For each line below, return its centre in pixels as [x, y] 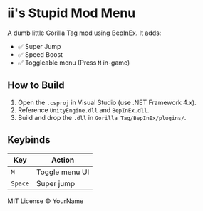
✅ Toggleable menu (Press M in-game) [74, 63]
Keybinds [29, 140]
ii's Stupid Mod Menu [72, 13]
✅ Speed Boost [40, 54]
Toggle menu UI [63, 172]
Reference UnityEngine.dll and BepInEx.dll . [83, 110]
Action [63, 160]
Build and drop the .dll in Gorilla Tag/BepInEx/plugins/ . [102, 117]
